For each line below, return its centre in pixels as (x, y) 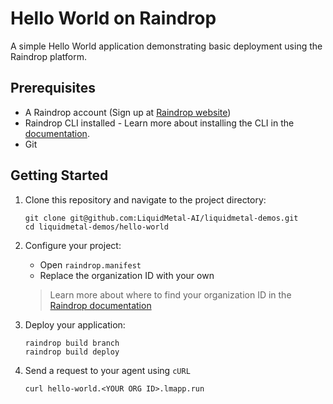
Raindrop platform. (48, 56)
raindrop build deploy (72, 352)
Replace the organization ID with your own (127, 275)
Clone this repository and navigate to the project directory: (145, 199)
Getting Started (59, 175)
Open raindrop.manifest (90, 264)
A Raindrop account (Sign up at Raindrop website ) (128, 112)
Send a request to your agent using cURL (107, 370)
